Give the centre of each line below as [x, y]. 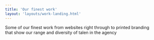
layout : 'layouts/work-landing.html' [43, 14]
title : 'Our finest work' [31, 9]
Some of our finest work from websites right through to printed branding [77, 27]
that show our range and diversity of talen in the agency [61, 32]
